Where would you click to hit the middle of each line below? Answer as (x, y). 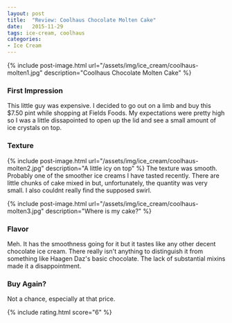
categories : (24, 39)
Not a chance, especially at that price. (61, 299)
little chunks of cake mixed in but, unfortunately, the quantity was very (107, 183)
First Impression (35, 91)
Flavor (18, 229)
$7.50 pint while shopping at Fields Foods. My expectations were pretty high (116, 113)
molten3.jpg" (26, 211)
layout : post (26, 13)
